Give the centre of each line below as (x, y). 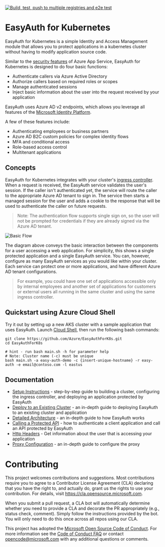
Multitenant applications (37, 152)
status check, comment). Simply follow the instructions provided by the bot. (82, 514)
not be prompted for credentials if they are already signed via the (83, 221)
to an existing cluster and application (49, 412)
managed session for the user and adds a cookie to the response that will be (83, 201)
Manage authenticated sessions (45, 87)
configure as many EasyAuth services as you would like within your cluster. (81, 261)
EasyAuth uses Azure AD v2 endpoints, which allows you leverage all (75, 107)
